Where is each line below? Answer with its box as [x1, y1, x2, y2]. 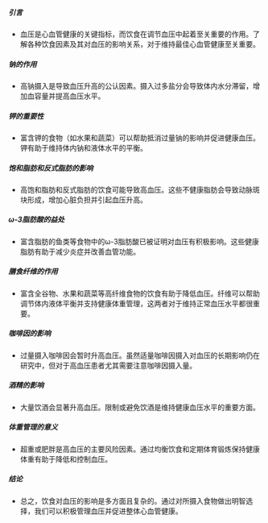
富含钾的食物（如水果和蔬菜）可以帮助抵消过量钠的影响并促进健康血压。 [19, 133, 260, 143]
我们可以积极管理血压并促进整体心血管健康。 [34, 506, 183, 516]
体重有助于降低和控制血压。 [19, 454, 113, 463]
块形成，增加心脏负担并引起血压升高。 [19, 194, 147, 205]
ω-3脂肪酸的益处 [8, 214, 65, 225]
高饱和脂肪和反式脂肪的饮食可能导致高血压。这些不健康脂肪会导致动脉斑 [19, 185, 260, 194]
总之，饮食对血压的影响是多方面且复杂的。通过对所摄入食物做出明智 [19, 496, 246, 505]
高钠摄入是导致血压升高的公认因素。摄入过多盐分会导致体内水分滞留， [19, 81, 254, 90]
